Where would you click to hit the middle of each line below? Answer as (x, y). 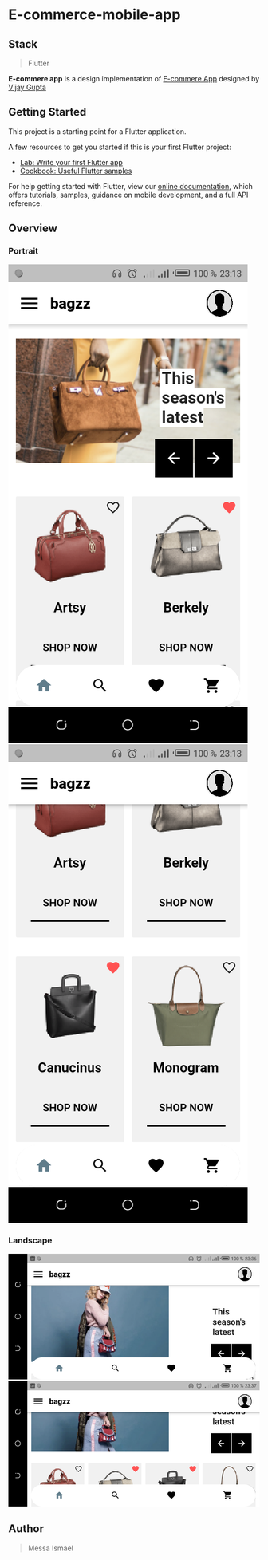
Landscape (30, 1240)
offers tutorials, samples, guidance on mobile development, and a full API (128, 195)
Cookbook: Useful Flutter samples (76, 171)
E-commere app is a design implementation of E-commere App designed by (134, 79)
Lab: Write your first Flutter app (71, 162)
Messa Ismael (51, 1548)
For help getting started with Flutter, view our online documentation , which (131, 186)
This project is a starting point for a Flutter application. (97, 131)
